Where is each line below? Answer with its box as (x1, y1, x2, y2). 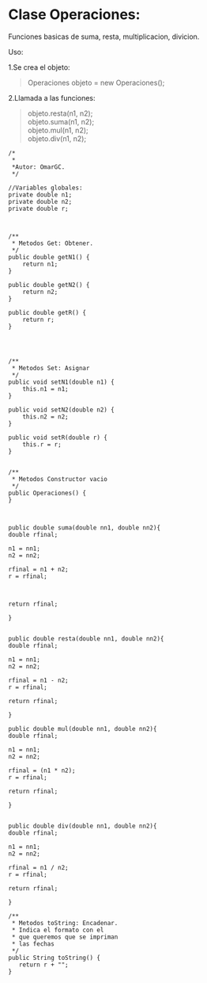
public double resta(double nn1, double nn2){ (8, 634, 164, 643)
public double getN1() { (8, 253, 90, 261)
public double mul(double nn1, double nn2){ (8, 725, 157, 732)
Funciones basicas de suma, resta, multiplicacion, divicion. (8, 32, 200, 41)
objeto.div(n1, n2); (27, 133, 87, 143)
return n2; (22, 288, 58, 296)
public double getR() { (8, 308, 87, 316)
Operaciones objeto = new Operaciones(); (27, 78, 165, 87)
